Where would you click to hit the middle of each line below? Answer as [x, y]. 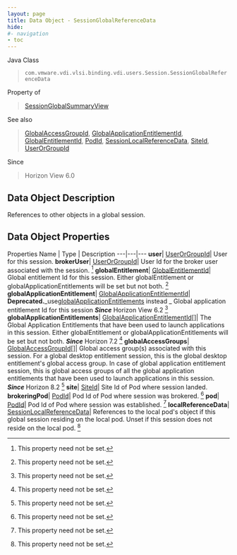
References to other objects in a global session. [77, 214]
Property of [24, 92]
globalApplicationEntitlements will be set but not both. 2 [88, 286]
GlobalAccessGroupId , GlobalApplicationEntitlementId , [104, 133]
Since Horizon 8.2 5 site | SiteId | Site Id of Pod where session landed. [108, 386]
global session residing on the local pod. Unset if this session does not [110, 420]
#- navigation [28, 33]
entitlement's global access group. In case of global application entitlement [116, 363]
